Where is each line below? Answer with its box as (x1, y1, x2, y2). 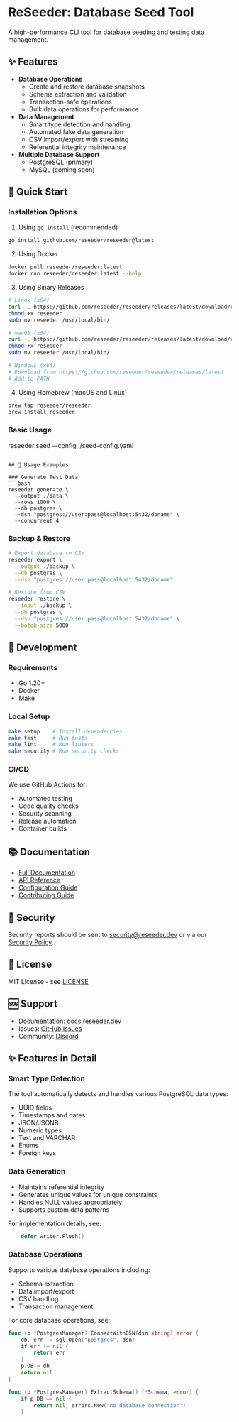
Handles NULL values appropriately (18, 1198, 123, 1206)
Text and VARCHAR (18, 1134, 76, 1142)
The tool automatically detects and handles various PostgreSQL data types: (8, 1090, 228, 1098)
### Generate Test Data (8, 474, 79, 481)
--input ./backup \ (14, 602, 72, 609)
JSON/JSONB (18, 1119, 59, 1127)
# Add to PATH (8, 375, 50, 382)
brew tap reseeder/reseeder (8, 402, 91, 409)
